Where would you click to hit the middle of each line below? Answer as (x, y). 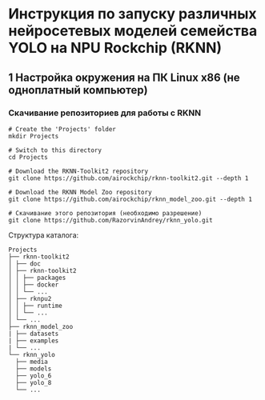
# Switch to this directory (55, 150)
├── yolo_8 (34, 382)
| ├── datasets (34, 334)
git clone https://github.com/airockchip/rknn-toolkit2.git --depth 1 (128, 178)
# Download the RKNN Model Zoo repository (80, 192)
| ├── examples (34, 341)
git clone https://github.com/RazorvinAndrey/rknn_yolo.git (111, 220)
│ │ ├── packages (37, 278)
